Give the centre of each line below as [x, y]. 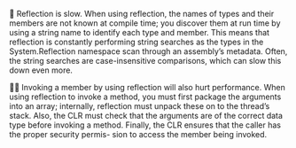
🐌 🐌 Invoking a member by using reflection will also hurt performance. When [147, 87]
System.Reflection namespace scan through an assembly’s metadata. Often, [148, 51]
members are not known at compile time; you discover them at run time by [145, 23]
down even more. [41, 70]
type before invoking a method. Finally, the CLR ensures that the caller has [145, 125]
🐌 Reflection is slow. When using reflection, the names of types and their [142, 14]
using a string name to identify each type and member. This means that [140, 32]
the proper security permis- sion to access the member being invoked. [138, 134]
